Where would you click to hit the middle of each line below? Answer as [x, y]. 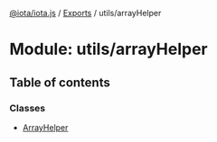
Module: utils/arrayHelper [108, 49]
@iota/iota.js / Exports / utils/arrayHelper [85, 13]
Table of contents [60, 82]
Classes [28, 108]
